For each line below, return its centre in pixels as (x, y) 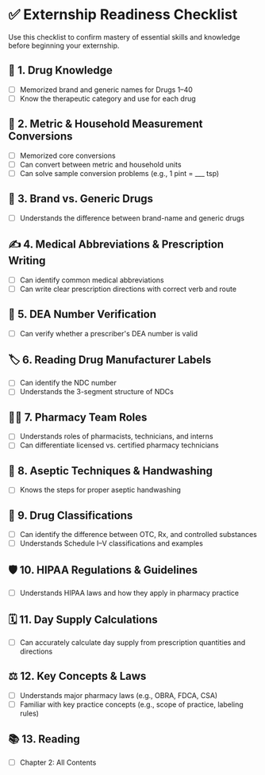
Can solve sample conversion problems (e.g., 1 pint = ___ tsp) (119, 173)
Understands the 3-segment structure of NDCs (97, 392)
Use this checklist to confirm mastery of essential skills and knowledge (124, 36)
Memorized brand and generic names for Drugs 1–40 (106, 90)
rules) (29, 713)
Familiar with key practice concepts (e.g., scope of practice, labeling (131, 704)
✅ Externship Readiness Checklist (123, 15)
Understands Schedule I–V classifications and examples (111, 543)
